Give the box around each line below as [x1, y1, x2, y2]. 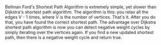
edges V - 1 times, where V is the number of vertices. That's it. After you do [5, 14, 156, 20]
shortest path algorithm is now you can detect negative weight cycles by [5, 24, 150, 30]
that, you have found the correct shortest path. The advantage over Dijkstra [5, 19, 156, 25]
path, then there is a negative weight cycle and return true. [5, 34, 122, 40]
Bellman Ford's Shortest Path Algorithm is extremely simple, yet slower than [5, 4, 157, 10]
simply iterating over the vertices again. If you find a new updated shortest [5, 30, 154, 35]
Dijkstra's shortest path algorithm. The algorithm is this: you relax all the [5, 9, 149, 15]
